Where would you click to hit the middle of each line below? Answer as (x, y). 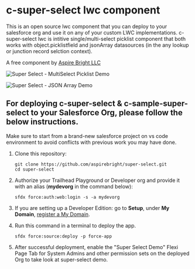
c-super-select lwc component (83, 10)
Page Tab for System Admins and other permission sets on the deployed (102, 253)
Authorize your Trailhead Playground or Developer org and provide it (97, 180)
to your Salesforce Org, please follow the (107, 113)
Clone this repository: (40, 153)
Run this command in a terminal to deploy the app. (75, 225)
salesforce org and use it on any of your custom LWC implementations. (92, 32)
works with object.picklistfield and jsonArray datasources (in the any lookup (97, 45)
